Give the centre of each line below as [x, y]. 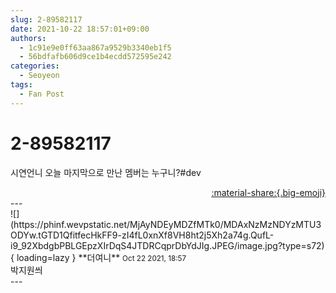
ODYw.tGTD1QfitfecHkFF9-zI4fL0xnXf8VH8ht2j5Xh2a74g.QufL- [142, 235]
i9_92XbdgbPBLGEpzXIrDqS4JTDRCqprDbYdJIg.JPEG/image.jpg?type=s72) [167, 245]
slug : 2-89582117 [46, 19]
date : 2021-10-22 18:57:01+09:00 [80, 29]
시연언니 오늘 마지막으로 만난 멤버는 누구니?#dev [106, 172]
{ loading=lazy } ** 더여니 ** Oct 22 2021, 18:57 [98, 257]
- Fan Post [42, 94]
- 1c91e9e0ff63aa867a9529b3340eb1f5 [95, 47]
